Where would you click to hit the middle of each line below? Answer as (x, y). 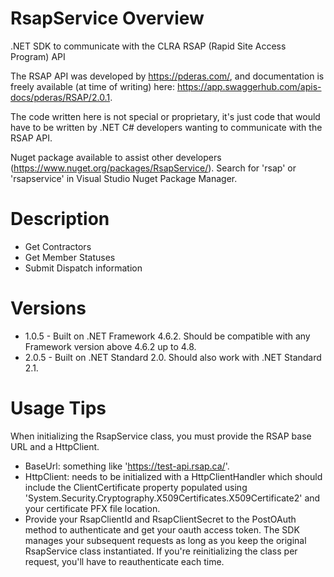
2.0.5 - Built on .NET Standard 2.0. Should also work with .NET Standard (173, 357)
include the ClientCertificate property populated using (136, 487)
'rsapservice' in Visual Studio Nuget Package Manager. (124, 178)
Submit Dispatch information (83, 268)
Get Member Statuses (70, 257)
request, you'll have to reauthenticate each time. (124, 561)
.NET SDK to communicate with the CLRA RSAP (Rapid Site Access (148, 46)
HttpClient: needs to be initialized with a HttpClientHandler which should (173, 476)
